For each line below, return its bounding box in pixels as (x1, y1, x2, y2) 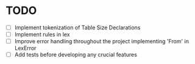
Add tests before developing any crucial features (14, 51, 138, 59)
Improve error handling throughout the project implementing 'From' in (14, 38, 190, 45)
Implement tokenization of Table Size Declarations (14, 24, 141, 31)
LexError (14, 44, 37, 52)
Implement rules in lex (14, 31, 71, 38)
